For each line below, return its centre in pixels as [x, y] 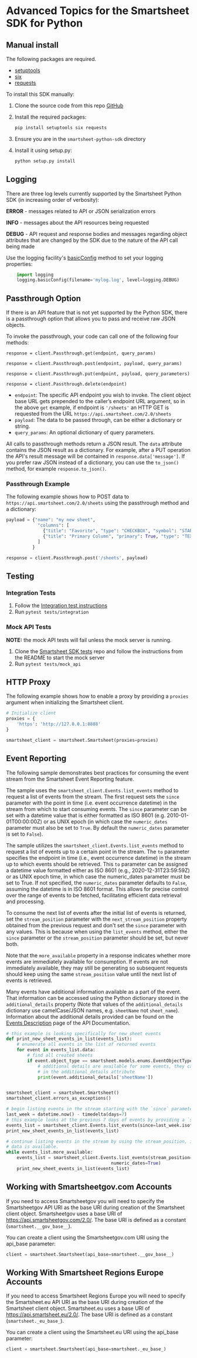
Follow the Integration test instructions [61, 606]
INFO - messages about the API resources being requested [78, 222]
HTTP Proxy [28, 682]
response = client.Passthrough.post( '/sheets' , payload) [77, 558]
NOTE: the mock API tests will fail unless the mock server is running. [89, 640]
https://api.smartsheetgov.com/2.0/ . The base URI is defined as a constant [96, 1220]
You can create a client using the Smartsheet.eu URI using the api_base [92, 1332]
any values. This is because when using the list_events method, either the [97, 931]
